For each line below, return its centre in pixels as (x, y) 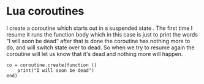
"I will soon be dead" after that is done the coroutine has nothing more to (98, 41)
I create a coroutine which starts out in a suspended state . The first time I (100, 28)
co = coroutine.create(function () (52, 65)
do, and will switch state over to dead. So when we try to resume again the (100, 47)
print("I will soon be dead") (56, 70)
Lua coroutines (45, 11)
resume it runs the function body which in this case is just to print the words (102, 34)
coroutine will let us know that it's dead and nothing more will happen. (95, 54)
